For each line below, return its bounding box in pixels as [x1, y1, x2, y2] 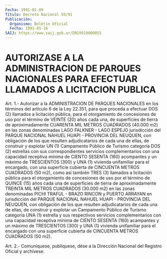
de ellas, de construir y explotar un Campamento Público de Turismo [5, 206, 146, 212]
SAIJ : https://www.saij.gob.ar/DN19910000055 [5, 30, 101, 35]
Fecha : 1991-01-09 [5, 7, 43, 12]
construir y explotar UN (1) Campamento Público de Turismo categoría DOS [5, 143, 160, 149]
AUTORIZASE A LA [5, 52, 84, 63]
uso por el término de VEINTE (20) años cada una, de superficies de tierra [5, 116, 158, 122]
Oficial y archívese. [5, 248, 45, 254]
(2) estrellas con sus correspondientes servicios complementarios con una [5, 148, 159, 154]
